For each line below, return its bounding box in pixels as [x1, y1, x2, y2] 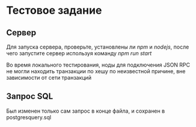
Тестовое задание [6, 4, 102, 17]
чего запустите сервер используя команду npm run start [6, 50, 152, 57]
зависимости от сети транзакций [6, 74, 92, 81]
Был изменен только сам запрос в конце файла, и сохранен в [6, 107, 165, 114]
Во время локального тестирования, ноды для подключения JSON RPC [6, 61, 191, 68]
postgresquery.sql [6, 113, 52, 120]
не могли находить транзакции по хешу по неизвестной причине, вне [6, 68, 186, 75]
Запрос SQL [6, 91, 54, 102]
